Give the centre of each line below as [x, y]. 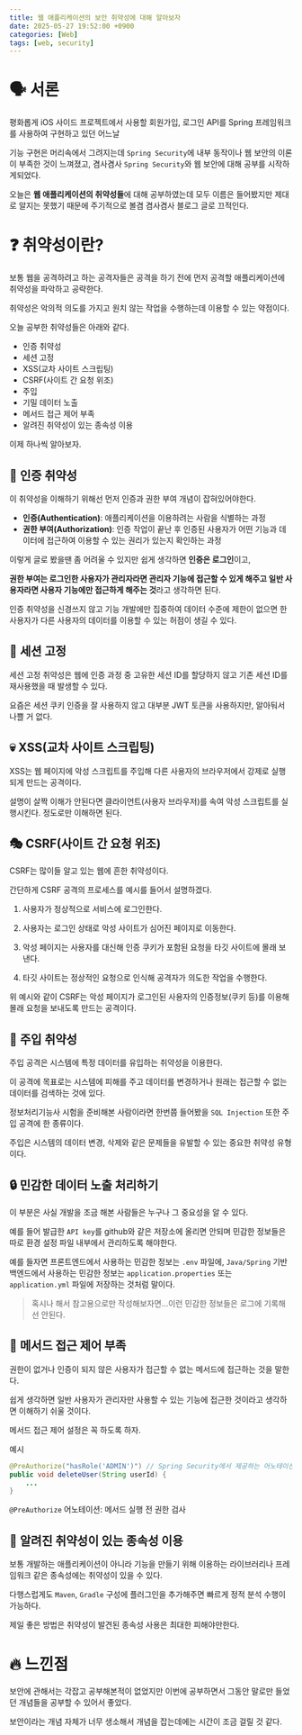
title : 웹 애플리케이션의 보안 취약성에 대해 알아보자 [95, 18]
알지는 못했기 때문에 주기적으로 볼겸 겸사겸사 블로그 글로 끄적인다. [133, 206]
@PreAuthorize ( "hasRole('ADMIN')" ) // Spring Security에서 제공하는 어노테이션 [152, 1466]
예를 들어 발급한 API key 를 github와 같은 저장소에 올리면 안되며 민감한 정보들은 [147, 1231]
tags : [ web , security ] [52, 43]
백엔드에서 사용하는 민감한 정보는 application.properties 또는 [121, 1273]
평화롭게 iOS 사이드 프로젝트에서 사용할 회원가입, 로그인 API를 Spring [131, 122]
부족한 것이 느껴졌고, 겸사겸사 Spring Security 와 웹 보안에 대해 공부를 [142, 164]
